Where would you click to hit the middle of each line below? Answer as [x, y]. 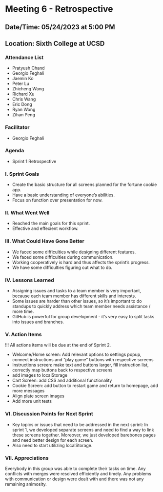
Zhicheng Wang [28, 89]
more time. [23, 311]
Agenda [15, 151]
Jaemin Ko [23, 79]
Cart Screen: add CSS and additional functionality [62, 380]
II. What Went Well [27, 213]
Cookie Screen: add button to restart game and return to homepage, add [85, 386]
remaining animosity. [26, 484]
